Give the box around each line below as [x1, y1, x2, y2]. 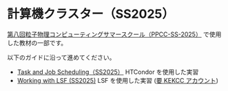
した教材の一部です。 [7, 38, 68, 47]
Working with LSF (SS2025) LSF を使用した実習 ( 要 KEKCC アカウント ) [17, 76, 219, 84]
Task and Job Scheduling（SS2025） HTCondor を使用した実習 [17, 68, 199, 76]
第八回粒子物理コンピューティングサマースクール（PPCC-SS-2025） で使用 [7, 30, 222, 38]
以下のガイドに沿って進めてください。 [7, 53, 116, 62]
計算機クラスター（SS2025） [7, 6, 174, 22]
